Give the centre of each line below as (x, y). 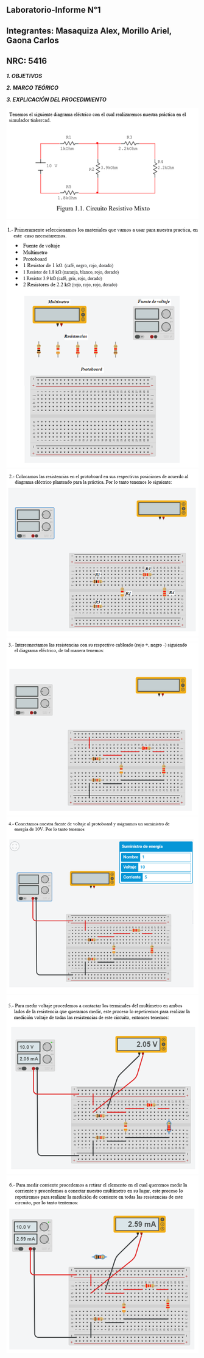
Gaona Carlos (33, 40)
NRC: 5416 (27, 61)
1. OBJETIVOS (24, 76)
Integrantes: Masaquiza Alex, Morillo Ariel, (89, 31)
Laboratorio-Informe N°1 (54, 10)
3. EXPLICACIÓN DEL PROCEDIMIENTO (56, 99)
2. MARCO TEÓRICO (33, 87)
